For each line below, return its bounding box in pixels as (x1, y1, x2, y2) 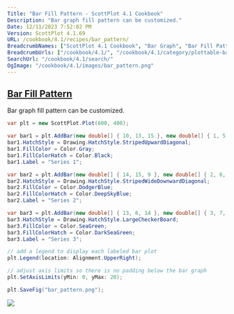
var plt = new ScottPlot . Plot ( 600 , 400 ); (7, 120, 130, 127)
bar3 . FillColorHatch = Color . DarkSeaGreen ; (7, 229, 136, 236)
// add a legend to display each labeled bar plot (7, 248, 157, 255)
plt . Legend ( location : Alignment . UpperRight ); (7, 255, 141, 262)
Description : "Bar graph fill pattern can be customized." (7, 17, 182, 24)
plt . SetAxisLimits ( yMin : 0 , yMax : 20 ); (7, 274, 123, 281)
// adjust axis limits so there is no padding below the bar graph (7, 267, 208, 274)
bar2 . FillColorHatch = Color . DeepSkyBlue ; (7, 190, 132, 197)
